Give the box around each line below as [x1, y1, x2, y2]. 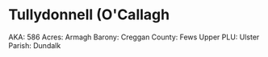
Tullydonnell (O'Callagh [8, 6, 170, 24]
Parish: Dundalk [8, 40, 61, 50]
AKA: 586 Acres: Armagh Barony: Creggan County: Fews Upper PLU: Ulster [8, 32, 260, 42]
